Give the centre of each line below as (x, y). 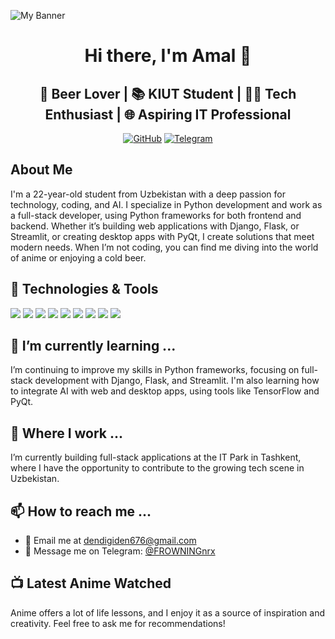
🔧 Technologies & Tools (84, 289)
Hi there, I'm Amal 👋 (168, 56)
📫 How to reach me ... (81, 511)
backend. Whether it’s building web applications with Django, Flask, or (155, 226)
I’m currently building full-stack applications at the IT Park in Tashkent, (156, 457)
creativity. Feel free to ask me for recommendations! (118, 623)
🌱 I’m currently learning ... (93, 346)
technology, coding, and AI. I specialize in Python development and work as (166, 204)
